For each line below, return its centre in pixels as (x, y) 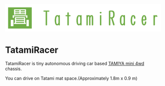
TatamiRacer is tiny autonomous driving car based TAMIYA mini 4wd (75, 64)
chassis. (14, 69)
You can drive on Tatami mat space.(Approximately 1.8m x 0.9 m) (71, 79)
